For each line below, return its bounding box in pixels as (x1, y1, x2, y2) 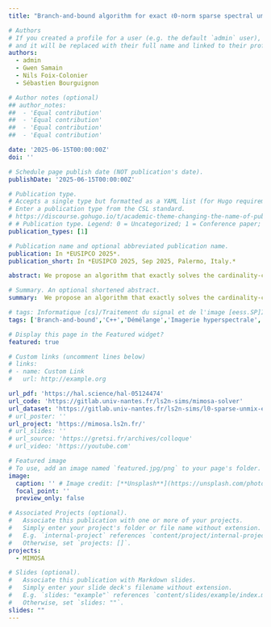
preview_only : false (15, 494, 85, 503)
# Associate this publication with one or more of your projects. (8, 516, 244, 525)
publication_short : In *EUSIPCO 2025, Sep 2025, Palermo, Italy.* (8, 257, 236, 265)
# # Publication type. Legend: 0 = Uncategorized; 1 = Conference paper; (8, 220, 262, 228)
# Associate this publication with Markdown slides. (8, 576, 197, 584)
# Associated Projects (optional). (8, 509, 128, 517)
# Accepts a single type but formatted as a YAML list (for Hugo (8, 197, 232, 206)
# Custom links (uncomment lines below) (8, 352, 147, 360)
